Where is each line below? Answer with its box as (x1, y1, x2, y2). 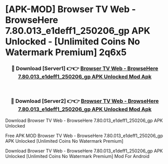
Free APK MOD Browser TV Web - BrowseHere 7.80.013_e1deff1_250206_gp (5, 133, 163, 139)
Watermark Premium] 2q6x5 (5, 47, 127, 58)
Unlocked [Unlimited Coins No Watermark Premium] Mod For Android (5, 153, 150, 159)
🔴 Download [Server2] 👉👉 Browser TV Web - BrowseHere (11, 98, 159, 105)
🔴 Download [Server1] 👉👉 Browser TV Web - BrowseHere (11, 65, 158, 72)
